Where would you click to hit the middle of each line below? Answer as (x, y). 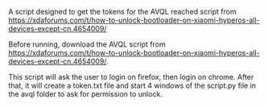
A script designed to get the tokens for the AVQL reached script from (122, 12)
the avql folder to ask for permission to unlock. (86, 94)
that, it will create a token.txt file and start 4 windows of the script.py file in (132, 85)
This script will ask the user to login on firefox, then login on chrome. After (131, 77)
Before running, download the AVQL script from (87, 44)
